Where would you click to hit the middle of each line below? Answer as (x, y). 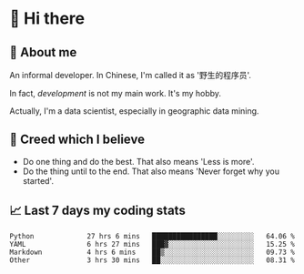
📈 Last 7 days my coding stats (98, 211)
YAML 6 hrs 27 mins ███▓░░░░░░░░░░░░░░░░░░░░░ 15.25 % (152, 244)
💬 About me (43, 52)
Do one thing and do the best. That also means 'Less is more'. (138, 161)
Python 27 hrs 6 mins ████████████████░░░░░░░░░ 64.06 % (152, 236)
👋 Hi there (47, 19)
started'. (38, 180)
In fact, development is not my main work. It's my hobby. (115, 93)
